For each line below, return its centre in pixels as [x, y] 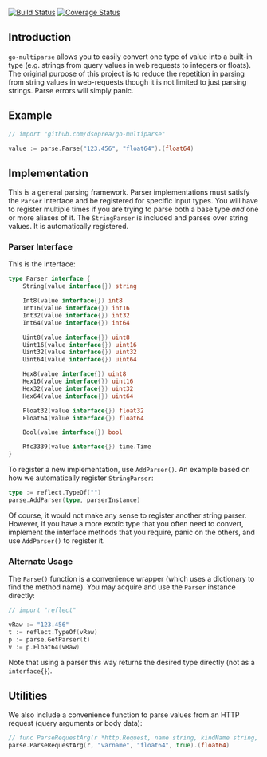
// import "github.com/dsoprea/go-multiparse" [87, 134]
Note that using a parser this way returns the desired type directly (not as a [132, 662]
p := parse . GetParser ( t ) [49, 639]
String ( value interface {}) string [80, 286]
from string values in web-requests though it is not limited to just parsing [128, 82]
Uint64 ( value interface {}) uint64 [80, 360]
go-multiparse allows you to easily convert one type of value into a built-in [130, 57]
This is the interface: [42, 264]
